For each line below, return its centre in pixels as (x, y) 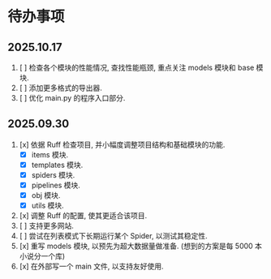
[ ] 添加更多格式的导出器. (60, 88)
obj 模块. (46, 195)
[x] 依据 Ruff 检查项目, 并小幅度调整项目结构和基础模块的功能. (122, 144)
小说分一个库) (42, 256)
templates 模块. (57, 165)
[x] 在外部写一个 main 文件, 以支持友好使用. (91, 266)
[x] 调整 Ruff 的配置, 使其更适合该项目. (83, 216)
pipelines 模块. (56, 185)
